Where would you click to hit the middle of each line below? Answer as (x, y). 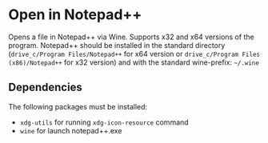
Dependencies (45, 87)
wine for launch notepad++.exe (71, 130)
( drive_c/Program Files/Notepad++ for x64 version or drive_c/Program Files (134, 54)
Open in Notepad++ (75, 15)
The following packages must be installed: (78, 106)
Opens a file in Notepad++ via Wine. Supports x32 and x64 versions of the (131, 37)
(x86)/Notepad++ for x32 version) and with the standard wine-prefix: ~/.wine (134, 62)
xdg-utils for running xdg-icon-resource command (104, 122)
